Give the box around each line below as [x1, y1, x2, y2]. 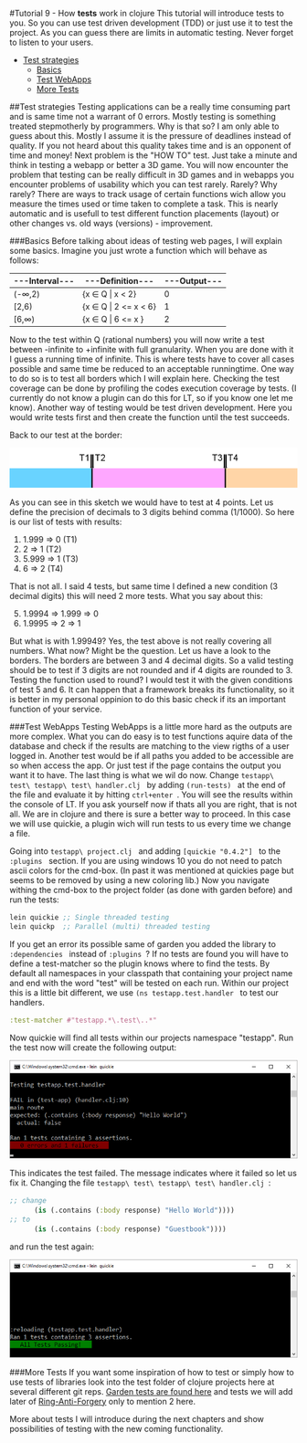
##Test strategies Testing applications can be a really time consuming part [9, 101, 291, 112]
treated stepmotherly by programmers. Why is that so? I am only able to [9, 121, 281, 132]
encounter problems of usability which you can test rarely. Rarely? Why [9, 179, 278, 190]
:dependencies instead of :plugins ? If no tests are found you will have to [9, 949, 290, 960]
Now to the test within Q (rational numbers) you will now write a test [9, 333, 265, 345]
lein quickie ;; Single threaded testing [9, 912, 170, 922]
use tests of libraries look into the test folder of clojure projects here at [9, 1376, 275, 1387]
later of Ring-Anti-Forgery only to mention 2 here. [9, 1396, 196, 1406]
